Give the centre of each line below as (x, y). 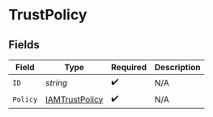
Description (177, 67)
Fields (24, 45)
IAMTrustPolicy (75, 99)
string (57, 82)
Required (129, 67)
